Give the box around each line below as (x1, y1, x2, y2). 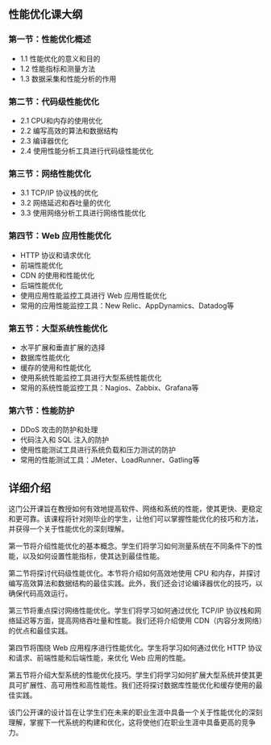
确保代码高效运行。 (8, 588, 73, 598)
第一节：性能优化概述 (8, 34, 91, 45)
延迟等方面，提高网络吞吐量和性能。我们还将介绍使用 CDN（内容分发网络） (15, 615, 263, 625)
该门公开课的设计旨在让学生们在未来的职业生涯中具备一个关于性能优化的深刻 (8, 707, 263, 717)
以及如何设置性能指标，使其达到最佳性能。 (22, 551, 164, 560)
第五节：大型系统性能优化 (8, 323, 108, 334)
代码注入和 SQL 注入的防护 (19, 435, 110, 445)
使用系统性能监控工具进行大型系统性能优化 (19, 372, 162, 382)
